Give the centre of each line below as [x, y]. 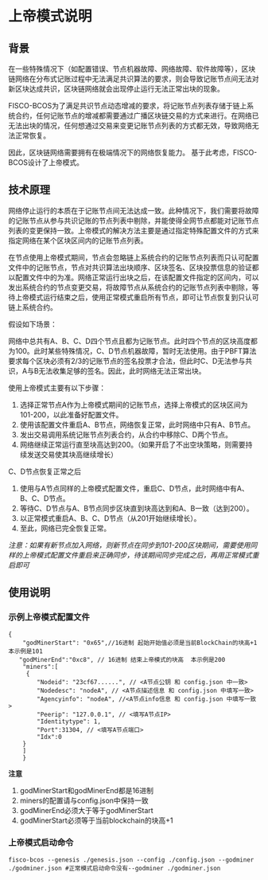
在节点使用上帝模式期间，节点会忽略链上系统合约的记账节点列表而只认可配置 [134, 257]
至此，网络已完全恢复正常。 [65, 528]
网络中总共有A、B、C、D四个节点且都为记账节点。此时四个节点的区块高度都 [133, 341]
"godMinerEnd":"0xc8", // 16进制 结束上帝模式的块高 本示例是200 [122, 659]
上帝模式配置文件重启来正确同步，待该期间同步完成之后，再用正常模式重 [140, 555]
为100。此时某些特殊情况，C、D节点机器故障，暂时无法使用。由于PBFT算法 [132, 350]
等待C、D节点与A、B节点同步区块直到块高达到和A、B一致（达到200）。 [136, 508]
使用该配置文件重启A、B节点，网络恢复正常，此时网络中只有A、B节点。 [137, 424]
